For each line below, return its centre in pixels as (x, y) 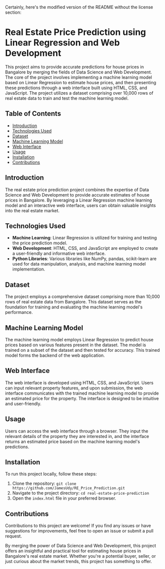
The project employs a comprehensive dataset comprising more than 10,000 (82, 297)
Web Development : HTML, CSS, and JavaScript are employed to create (85, 248)
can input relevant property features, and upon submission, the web (74, 388)
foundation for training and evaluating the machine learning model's (74, 307)
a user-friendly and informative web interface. (59, 254)
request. (14, 536)
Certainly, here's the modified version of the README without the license (79, 7)
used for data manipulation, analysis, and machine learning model (79, 264)
